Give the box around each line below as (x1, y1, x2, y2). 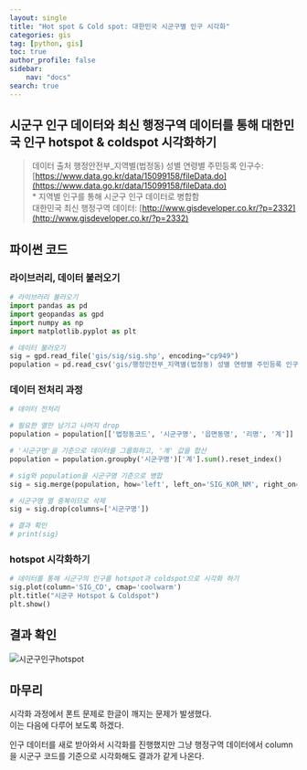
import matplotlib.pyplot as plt (9, 326, 137, 336)
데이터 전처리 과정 (9, 384, 84, 396)
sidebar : (9, 65, 43, 74)
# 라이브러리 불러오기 (9, 293, 79, 302)
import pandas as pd (9, 301, 89, 311)
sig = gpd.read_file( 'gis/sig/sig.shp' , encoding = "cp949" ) (9, 352, 239, 361)
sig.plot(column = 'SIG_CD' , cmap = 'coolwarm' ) (9, 583, 182, 592)
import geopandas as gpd (9, 310, 104, 319)
